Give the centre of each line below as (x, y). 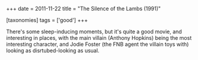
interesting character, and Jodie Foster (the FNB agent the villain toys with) (98, 44)
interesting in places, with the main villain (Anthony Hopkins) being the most (99, 38)
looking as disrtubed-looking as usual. (53, 50)
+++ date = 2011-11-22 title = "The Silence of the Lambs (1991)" (84, 9)
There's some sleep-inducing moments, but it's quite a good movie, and (94, 31)
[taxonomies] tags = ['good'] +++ (47, 20)
